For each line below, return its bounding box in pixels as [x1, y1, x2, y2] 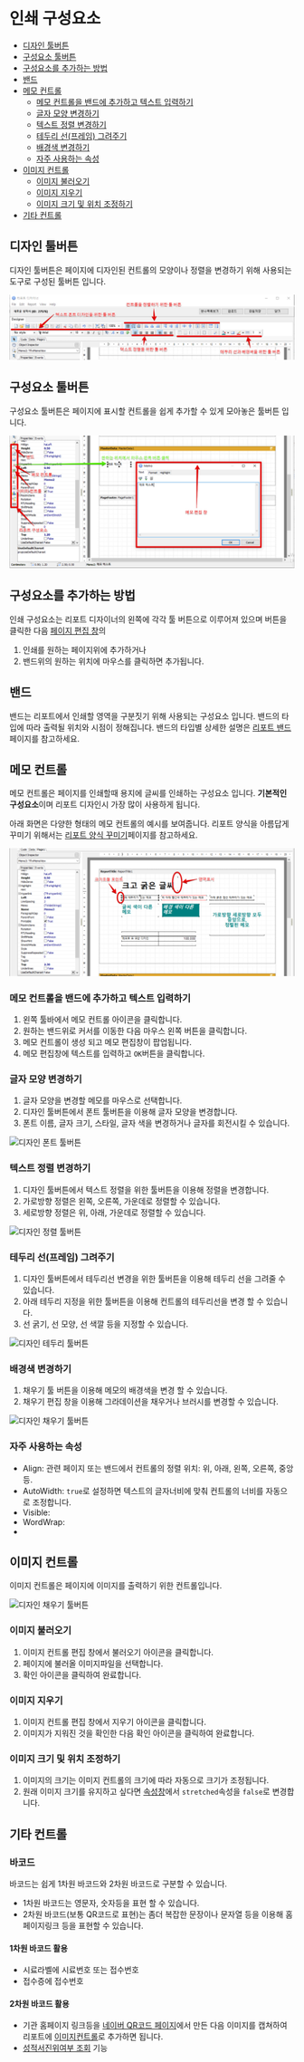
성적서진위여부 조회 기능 [22, 2043, 109, 2054]
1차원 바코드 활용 [9, 1942, 68, 1953]
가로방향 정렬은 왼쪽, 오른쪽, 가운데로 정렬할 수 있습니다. [22, 1195, 221, 1206]
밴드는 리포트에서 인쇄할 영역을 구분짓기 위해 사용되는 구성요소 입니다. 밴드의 [9, 710, 280, 721]
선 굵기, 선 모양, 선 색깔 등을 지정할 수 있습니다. [22, 1319, 189, 1329]
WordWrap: [22, 1516, 65, 1527]
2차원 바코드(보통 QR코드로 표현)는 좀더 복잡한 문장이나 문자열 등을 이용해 [22, 1909, 284, 1920]
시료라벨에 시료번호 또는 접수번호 [22, 1964, 139, 1975]
